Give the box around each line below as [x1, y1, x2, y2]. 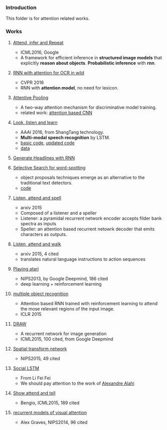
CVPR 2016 [20, 79, 44, 85]
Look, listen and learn [13, 119, 58, 125]
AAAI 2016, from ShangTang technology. [20, 129, 104, 135]
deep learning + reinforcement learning [20, 281, 102, 287]
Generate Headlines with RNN [13, 155, 75, 161]
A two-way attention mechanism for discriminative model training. [20, 104, 157, 110]
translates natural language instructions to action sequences [20, 256, 146, 262]
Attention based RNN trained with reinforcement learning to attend [20, 300, 157, 306]
